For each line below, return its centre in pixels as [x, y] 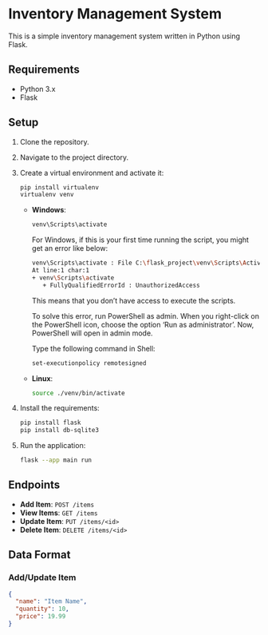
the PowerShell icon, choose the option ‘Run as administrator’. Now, [143, 324]
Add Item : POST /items [57, 504]
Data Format [39, 555]
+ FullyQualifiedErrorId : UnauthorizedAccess [122, 285]
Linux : [42, 378]
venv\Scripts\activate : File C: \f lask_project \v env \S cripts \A [139, 263]
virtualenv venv [47, 195]
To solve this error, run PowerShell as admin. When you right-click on [146, 316]
